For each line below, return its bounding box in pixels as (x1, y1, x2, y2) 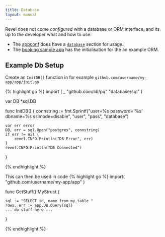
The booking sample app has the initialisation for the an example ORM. (12, 46, 159, 52)
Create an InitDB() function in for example (5, 74, 94, 81)
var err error (5, 123, 35, 129)
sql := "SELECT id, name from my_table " (5, 199, 94, 204)
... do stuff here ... (5, 207, 53, 212)
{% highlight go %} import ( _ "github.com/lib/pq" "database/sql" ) (5, 89, 142, 95)
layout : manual (5, 12, 37, 17)
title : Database (5, 7, 39, 13)
